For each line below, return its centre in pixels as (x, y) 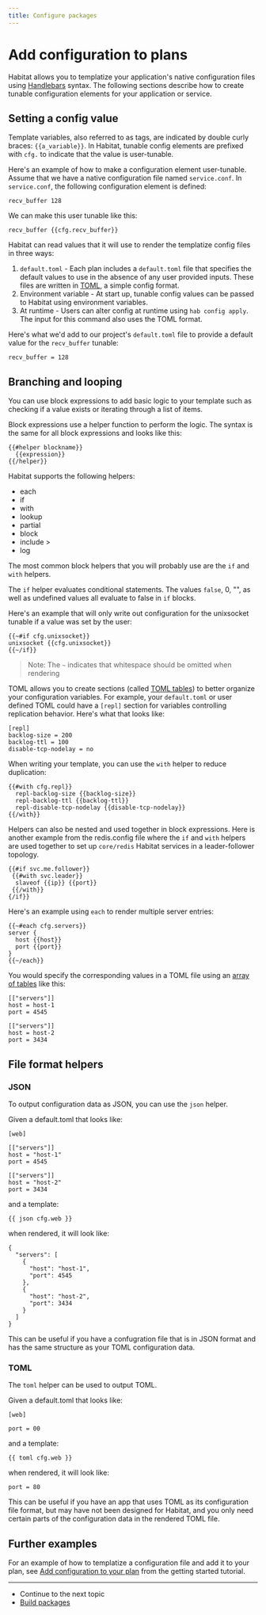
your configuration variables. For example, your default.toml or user (120, 697)
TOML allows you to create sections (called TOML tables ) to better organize (132, 689)
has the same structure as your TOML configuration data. (102, 1347)
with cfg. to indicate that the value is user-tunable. (91, 155)
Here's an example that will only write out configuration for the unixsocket (129, 613)
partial (30, 525)
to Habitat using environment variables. (84, 303)
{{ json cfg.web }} (40, 1218)
